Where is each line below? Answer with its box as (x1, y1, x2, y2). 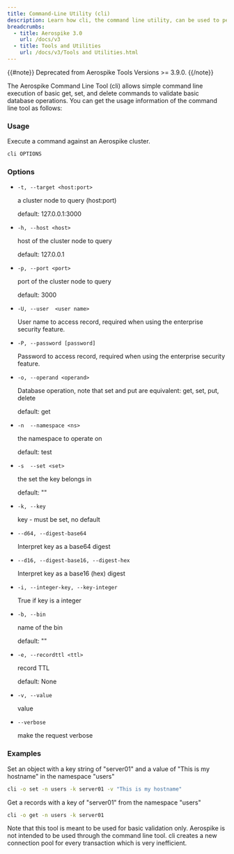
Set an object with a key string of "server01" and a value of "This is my (7, 764, 210, 773)
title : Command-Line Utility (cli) (7, 10, 111, 17)
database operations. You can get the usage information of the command (7, 96, 218, 104)
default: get (17, 407, 51, 416)
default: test (17, 448, 52, 456)
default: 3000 (17, 290, 57, 300)
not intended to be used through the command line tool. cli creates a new (7, 832, 217, 840)
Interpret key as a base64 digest (17, 543, 111, 551)
